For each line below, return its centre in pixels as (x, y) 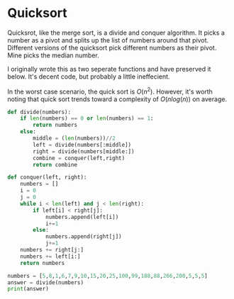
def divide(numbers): (39, 112)
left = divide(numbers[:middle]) (82, 145)
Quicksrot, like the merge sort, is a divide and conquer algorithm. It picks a (116, 33)
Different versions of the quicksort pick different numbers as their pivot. (112, 47)
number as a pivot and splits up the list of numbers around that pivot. (108, 40)
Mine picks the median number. (53, 55)
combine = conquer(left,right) (79, 158)
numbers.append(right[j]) (83, 237)
